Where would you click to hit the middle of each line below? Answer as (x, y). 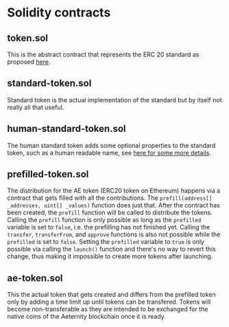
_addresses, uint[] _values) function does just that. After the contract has (114, 205)
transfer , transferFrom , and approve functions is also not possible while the (114, 234)
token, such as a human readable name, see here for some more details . (109, 153)
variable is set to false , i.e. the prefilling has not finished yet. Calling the (109, 227)
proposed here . (29, 62)
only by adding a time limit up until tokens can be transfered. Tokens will (109, 302)
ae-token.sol (35, 278)
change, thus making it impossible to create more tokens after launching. (110, 256)
